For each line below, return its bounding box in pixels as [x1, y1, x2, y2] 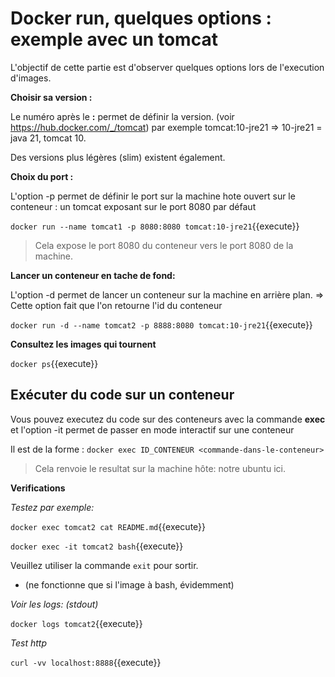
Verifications [10, 482, 66, 494]
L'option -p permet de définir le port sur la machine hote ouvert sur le [10, 190, 296, 202]
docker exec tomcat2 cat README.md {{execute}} [10, 520, 207, 532]
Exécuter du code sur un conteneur [10, 387, 235, 404]
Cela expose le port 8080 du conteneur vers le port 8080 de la [34, 239, 294, 251]
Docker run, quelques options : [10, 7, 272, 30]
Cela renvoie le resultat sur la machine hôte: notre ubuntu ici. [34, 462, 286, 474]
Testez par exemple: [10, 501, 95, 513]
